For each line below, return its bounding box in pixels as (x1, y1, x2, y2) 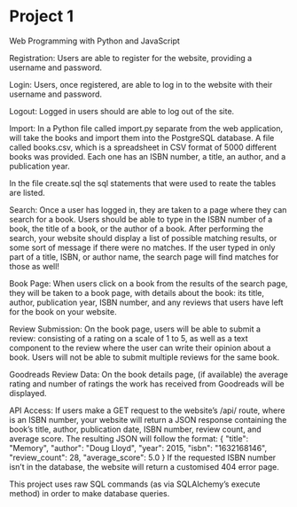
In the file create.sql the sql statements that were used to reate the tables (9, 177, 277, 188)
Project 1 (9, 6, 74, 27)
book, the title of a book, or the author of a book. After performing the (9, 223, 264, 234)
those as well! (9, 261, 60, 271)
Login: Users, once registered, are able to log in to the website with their (9, 79, 273, 90)
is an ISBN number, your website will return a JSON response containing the (9, 414, 287, 425)
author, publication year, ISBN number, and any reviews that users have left (9, 297, 284, 308)
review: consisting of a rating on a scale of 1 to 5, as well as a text (9, 332, 248, 343)
